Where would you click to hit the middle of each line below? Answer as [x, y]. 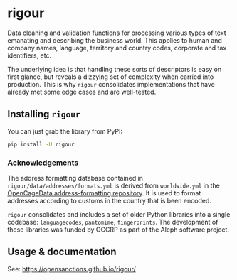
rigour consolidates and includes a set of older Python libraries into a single [119, 214]
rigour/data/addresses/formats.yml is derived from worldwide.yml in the [114, 185]
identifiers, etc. [30, 55]
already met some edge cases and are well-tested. [82, 92]
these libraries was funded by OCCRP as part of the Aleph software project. [118, 230]
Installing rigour [44, 114]
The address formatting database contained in [75, 178]
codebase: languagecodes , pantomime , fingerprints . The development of [113, 222]
